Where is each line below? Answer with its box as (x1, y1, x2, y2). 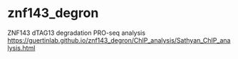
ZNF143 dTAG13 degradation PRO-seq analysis (7, 28, 146, 37)
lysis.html (7, 43, 36, 52)
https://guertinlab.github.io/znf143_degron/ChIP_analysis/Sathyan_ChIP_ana (7, 36, 231, 44)
